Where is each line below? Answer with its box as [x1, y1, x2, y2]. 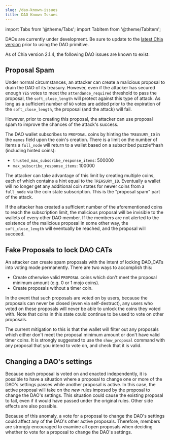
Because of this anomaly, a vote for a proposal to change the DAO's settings [5, 413, 165, 419]
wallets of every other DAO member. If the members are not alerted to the [5, 215, 159, 221]
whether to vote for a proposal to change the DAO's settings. [5, 429, 132, 435]
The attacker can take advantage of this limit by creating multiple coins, [5, 173, 155, 179]
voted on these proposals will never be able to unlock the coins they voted [5, 306, 161, 312]
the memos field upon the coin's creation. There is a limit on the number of [5, 137, 158, 143]
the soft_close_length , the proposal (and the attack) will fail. [5, 106, 132, 112]
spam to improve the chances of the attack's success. [5, 121, 119, 127]
